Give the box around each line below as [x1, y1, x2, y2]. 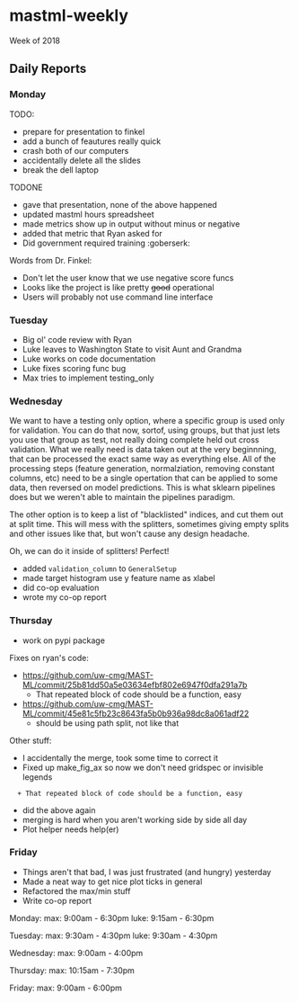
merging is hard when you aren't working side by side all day [22, 814, 248, 825]
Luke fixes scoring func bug [22, 362, 127, 373]
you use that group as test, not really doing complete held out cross [9, 434, 260, 445]
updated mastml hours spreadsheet [22, 209, 154, 219]
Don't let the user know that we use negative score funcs [22, 272, 234, 283]
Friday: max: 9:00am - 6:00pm [9, 982, 123, 993]
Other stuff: [9, 735, 52, 746]
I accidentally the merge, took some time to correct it [22, 752, 218, 763]
